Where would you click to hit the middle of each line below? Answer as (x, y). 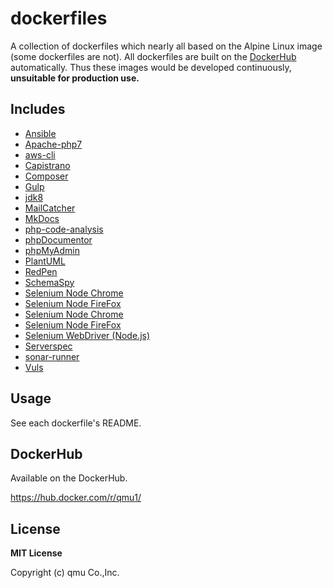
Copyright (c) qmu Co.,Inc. (65, 573)
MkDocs (42, 218)
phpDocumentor (58, 239)
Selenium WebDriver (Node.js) (87, 335)
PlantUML (45, 261)
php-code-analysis (64, 229)
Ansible (40, 133)
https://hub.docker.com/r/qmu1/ (76, 498)
